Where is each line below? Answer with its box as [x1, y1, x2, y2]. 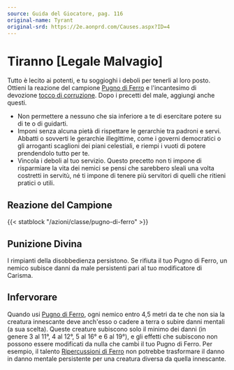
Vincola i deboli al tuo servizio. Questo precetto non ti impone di [17, 156, 202, 165]
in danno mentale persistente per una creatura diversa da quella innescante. [7, 354, 227, 363]
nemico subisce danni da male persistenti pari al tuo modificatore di [7, 263, 203, 272]
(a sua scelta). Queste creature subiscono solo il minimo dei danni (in [7, 325, 206, 333]
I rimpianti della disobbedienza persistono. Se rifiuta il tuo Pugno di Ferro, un [7, 256, 228, 265]
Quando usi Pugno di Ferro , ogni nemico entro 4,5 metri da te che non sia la [7, 310, 225, 318]
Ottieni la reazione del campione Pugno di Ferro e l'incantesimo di [7, 84, 197, 92]
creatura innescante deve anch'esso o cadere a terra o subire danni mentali [7, 317, 225, 325]
